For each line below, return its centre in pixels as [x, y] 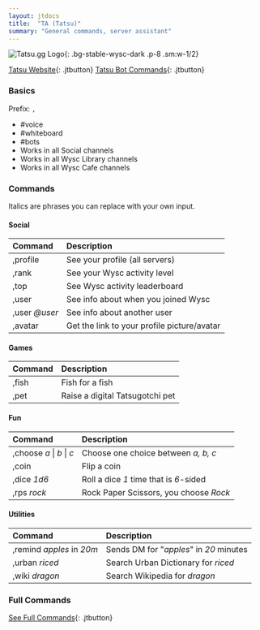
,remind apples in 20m [55, 549]
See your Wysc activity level [120, 273]
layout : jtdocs [34, 16]
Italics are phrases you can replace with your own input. [102, 206]
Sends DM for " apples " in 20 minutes [177, 549]
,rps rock [30, 492]
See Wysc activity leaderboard [125, 287]
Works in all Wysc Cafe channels [75, 167]
